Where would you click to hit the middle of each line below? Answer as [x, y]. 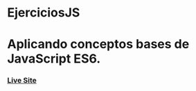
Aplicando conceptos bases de [98, 44]
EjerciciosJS [44, 13]
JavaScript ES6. [54, 59]
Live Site [22, 81]
